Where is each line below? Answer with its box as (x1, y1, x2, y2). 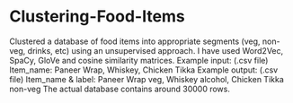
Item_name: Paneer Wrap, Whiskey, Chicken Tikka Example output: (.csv (9, 64, 279, 75)
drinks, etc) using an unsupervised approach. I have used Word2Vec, (27, 45, 284, 56)
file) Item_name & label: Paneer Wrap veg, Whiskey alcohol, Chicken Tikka (9, 73, 285, 84)
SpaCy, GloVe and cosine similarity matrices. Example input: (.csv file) (9, 55, 269, 65)
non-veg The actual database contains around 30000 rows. (9, 83, 231, 94)
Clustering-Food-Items (9, 6, 186, 27)
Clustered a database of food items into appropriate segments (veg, (9, 36, 261, 47)
